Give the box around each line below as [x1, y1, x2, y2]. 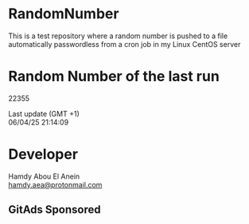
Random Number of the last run [8, 68, 220, 86]
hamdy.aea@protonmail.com [8, 180, 103, 189]
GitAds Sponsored [8, 203, 101, 217]
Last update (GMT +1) [8, 109, 80, 118]
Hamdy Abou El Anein [8, 172, 80, 181]
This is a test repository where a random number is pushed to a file [8, 31, 228, 41]
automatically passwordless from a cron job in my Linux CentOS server [8, 39, 241, 48]
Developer [8, 145, 78, 164]
